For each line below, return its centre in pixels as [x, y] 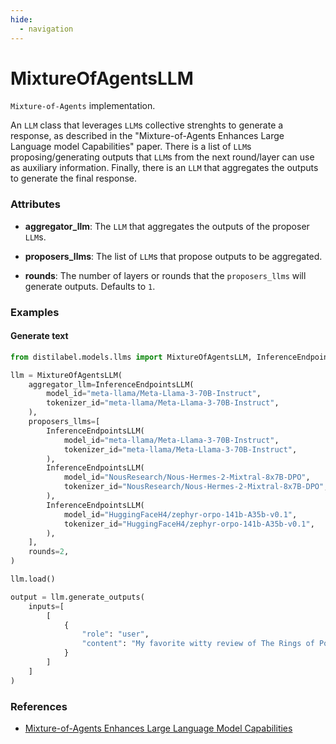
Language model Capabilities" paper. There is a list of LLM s [131, 147]
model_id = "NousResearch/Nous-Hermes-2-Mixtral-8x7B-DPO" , [187, 477]
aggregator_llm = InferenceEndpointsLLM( [111, 384]
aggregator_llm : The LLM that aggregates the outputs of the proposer [167, 226]
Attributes [35, 204]
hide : [21, 19]
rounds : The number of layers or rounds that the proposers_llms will [165, 275]
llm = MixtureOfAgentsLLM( [66, 375]
